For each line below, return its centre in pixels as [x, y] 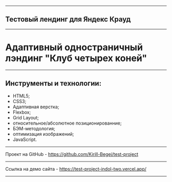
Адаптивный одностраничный [74, 47]
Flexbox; [22, 112]
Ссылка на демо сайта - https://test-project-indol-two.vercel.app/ [76, 169]
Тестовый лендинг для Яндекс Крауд [68, 19]
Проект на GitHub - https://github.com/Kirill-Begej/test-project [72, 154]
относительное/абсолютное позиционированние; [67, 123]
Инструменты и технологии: [53, 83]
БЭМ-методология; [34, 128]
